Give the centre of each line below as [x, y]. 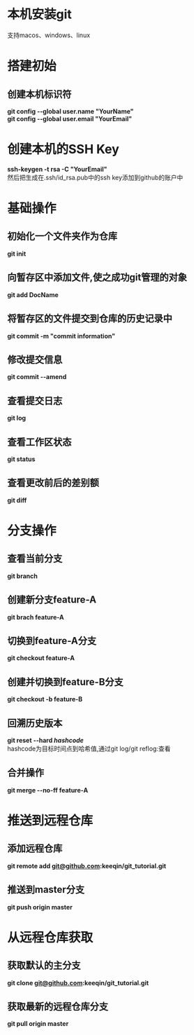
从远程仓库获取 [50, 937]
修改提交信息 [35, 359]
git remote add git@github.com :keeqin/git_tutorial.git [87, 865]
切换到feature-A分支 [52, 641]
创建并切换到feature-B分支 [65, 681]
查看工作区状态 [39, 442]
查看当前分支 [35, 559]
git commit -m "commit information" [61, 336]
